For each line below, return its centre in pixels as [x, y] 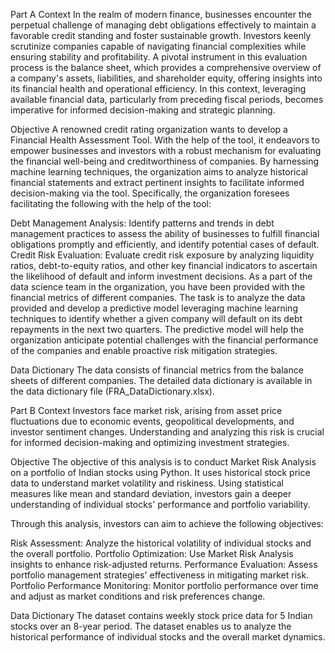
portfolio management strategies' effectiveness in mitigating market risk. [160, 575]
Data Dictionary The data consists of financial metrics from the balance [157, 370]
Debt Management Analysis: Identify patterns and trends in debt [142, 223]
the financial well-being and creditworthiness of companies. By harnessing [165, 161]
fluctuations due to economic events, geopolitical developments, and [152, 421]
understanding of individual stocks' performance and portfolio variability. [160, 504]
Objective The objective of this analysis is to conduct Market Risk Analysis [163, 462]
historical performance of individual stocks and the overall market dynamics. [168, 637]
